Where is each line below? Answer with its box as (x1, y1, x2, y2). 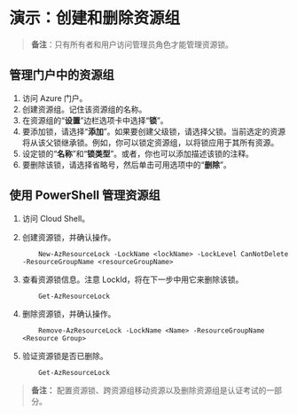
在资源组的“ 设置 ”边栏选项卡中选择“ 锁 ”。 (21, 114, 168, 125)
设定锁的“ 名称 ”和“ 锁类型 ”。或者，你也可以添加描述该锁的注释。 (21, 148, 254, 159)
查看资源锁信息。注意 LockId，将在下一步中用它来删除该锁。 (21, 274, 244, 285)
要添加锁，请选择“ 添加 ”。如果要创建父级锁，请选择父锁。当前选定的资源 (21, 126, 286, 137)
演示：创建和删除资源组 (9, 8, 181, 28)
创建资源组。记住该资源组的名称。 (21, 104, 147, 114)
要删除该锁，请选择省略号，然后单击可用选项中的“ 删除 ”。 (21, 159, 232, 169)
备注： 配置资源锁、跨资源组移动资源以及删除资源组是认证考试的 (30, 385, 267, 395)
